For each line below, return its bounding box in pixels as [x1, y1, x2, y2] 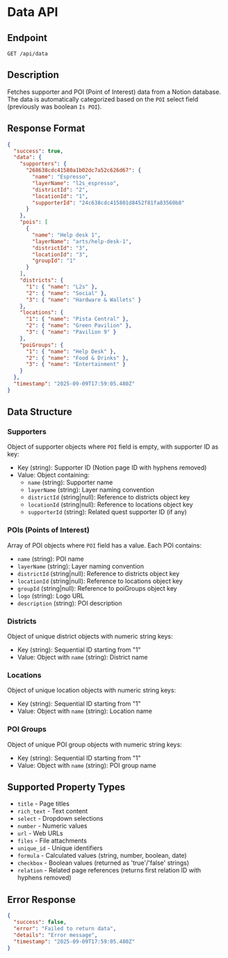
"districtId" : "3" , [32, 244, 89, 251]
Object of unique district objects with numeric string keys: [7, 632, 173, 641]
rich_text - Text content [17, 807, 88, 815]
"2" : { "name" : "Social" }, [25, 289, 108, 296]
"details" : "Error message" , [13, 932, 98, 939]
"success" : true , [13, 147, 64, 154]
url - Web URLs [17, 829, 64, 838]
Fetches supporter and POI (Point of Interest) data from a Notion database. [7, 88, 221, 96]
